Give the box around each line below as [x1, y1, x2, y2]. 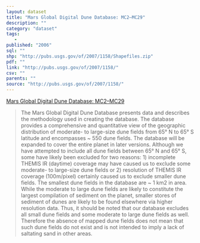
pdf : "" [6, 59, 26, 65]
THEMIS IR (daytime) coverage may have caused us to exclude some [20, 160, 191, 167]
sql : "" [6, 48, 26, 54]
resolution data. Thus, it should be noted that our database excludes [20, 205, 189, 211]
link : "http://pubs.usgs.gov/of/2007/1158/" [6, 64, 119, 71]
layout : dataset [6, 8, 47, 15]
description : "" [6, 20, 47, 26]
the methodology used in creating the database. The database [20, 116, 174, 123]
